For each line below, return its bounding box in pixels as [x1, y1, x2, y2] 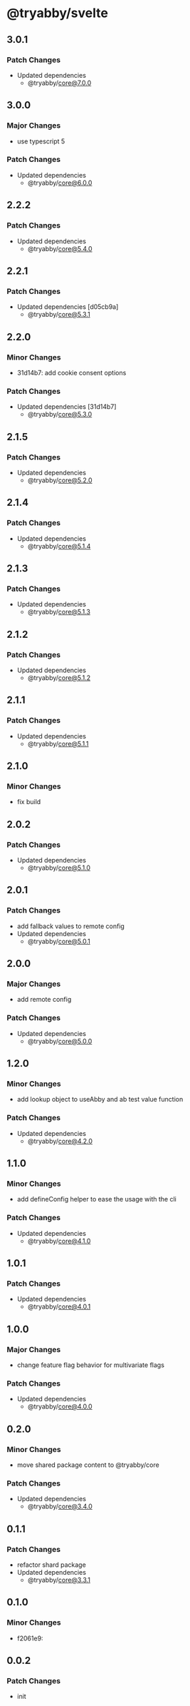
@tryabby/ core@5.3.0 [27, 410, 93, 419]
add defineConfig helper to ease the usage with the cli [16, 1195, 177, 1204]
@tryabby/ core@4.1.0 [27, 1237, 91, 1245]
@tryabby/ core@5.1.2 [27, 673, 90, 682]
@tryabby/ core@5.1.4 [27, 542, 91, 550]
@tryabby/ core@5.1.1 [27, 739, 89, 748]
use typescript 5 [16, 137, 65, 146]
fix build [16, 798, 41, 806]
